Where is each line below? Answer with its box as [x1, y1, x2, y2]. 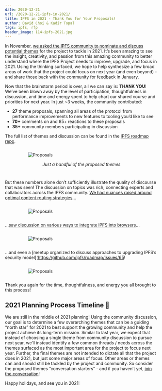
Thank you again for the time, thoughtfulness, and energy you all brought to [5, 282, 156, 288]
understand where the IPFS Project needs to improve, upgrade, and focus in [5, 59, 157, 64]
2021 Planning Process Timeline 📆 [5, 301, 110, 309]
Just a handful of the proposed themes [42, 161, 121, 167]
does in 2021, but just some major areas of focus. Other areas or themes [5, 355, 150, 361]
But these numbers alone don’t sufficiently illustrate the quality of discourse [5, 179, 157, 185]
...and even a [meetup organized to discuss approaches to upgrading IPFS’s [5, 250, 157, 255]
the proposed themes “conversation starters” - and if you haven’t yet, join [5, 365, 152, 372]
